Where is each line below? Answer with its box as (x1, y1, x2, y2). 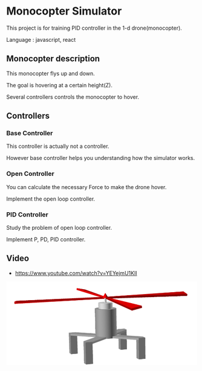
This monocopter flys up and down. (6, 70, 95, 77)
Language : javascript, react (6, 36, 76, 43)
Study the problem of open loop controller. (6, 224, 112, 232)
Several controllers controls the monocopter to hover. (6, 93, 140, 101)
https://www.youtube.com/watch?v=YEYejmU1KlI (15, 269, 137, 276)
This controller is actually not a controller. (6, 142, 109, 150)
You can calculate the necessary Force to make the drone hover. (6, 183, 167, 190)
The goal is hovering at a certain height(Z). (6, 81, 113, 89)
